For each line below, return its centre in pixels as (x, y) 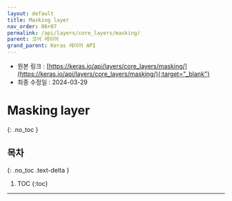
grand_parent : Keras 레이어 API (51, 46)
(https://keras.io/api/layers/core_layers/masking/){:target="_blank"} (114, 74)
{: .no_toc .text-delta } (38, 170)
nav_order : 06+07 (32, 26)
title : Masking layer (38, 20)
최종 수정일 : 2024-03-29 (52, 82)
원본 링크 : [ (33, 66)
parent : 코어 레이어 (33, 39)
